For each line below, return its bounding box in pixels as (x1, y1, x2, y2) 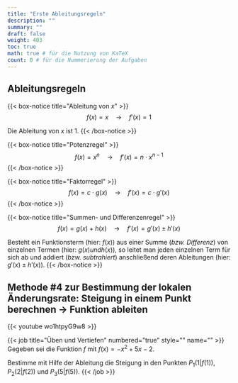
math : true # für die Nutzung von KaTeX (7, 50, 129, 57)
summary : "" (7, 23, 42, 30)
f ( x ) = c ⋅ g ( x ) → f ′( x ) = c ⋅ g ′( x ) (68, 189, 170, 197)
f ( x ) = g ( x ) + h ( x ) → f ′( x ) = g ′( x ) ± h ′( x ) (57, 224, 181, 233)
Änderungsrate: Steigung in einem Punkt (7, 292, 192, 304)
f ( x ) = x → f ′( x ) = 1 (86, 113, 152, 121)
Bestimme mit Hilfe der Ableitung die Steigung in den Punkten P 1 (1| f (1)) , (7, 358, 216, 369)
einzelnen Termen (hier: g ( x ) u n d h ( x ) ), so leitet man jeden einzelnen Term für (7, 245, 231, 254)
